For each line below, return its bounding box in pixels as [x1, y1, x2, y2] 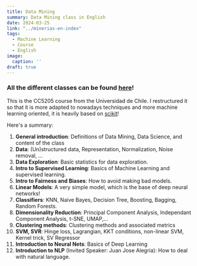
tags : [7, 31, 20, 37]
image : [7, 53, 23, 59]
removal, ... [15, 152, 43, 159]
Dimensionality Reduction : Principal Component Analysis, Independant [15, 209, 192, 216]
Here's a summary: [7, 121, 54, 129]
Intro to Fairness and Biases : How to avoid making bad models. [15, 177, 172, 184]
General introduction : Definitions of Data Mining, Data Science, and [15, 133, 182, 140]
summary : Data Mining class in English [7, 14, 106, 20]
